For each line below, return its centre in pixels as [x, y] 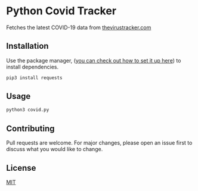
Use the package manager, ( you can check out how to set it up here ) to [94, 60]
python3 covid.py [28, 110]
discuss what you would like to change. [55, 149]
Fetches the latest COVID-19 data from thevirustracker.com [79, 27]
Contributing [30, 128]
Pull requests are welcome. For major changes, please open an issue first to [99, 143]
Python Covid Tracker [61, 11]
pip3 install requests [34, 78]
